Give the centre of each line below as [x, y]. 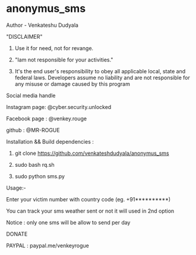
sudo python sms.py [40, 176]
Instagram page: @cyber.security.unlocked [59, 107]
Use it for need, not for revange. [54, 48]
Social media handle [31, 95]
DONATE [17, 234]
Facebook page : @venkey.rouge [47, 119]
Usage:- [16, 188]
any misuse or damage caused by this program [72, 84]
